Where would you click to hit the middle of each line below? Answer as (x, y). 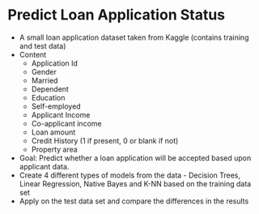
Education (48, 97)
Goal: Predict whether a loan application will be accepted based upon (135, 158)
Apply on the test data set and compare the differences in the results (134, 201)
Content (33, 54)
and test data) (42, 45)
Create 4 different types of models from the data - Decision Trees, (129, 175)
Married (45, 80)
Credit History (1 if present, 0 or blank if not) (105, 140)
